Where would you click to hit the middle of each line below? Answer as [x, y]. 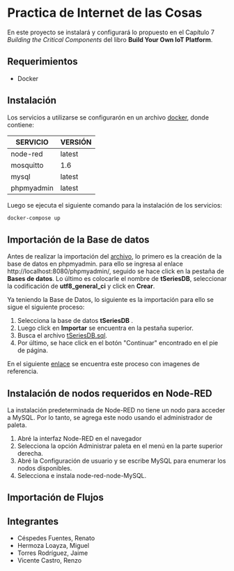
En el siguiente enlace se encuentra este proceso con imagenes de [103, 364]
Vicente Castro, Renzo [49, 561]
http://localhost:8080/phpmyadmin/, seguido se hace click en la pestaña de [116, 271]
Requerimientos [42, 62]
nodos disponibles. [45, 468]
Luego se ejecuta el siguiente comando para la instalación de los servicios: [115, 205]
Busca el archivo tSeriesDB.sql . [62, 335]
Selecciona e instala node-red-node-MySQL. [82, 476]
